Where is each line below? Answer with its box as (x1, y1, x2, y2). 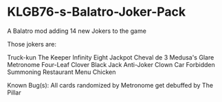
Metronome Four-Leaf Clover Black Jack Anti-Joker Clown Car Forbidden (7, 60, 215, 68)
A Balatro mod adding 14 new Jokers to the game (7, 27, 146, 35)
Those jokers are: (7, 40, 57, 48)
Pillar (7, 88, 22, 97)
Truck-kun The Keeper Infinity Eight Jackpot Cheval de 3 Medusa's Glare (7, 53, 214, 62)
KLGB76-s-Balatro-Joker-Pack (7, 4, 186, 20)
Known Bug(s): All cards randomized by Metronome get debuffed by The (7, 81, 214, 89)
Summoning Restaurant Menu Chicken (7, 68, 116, 76)
